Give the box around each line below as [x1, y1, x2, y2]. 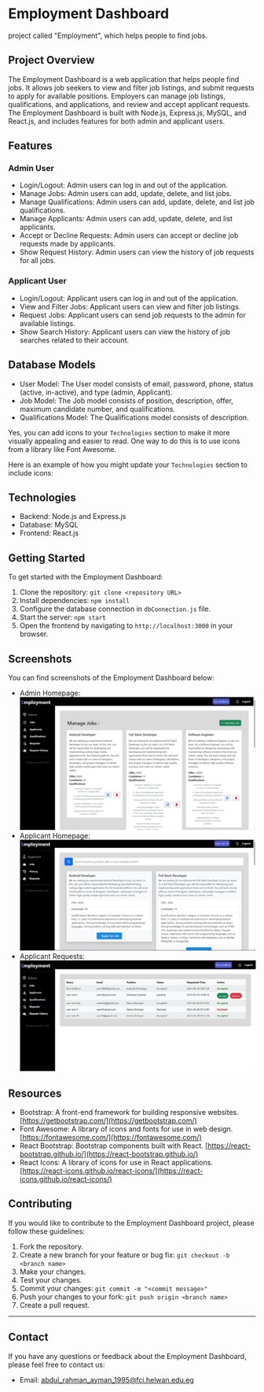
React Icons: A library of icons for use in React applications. [19, 1158, 214, 1168]
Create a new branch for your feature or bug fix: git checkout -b [19, 1249, 230, 1260]
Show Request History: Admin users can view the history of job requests [19, 247, 255, 257]
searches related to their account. [19, 335, 130, 345]
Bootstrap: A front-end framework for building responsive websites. [19, 1108, 240, 1117]
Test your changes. [19, 1275, 82, 1284]
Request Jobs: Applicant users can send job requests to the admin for [19, 310, 246, 320]
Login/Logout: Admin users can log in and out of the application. [19, 180, 228, 190]
